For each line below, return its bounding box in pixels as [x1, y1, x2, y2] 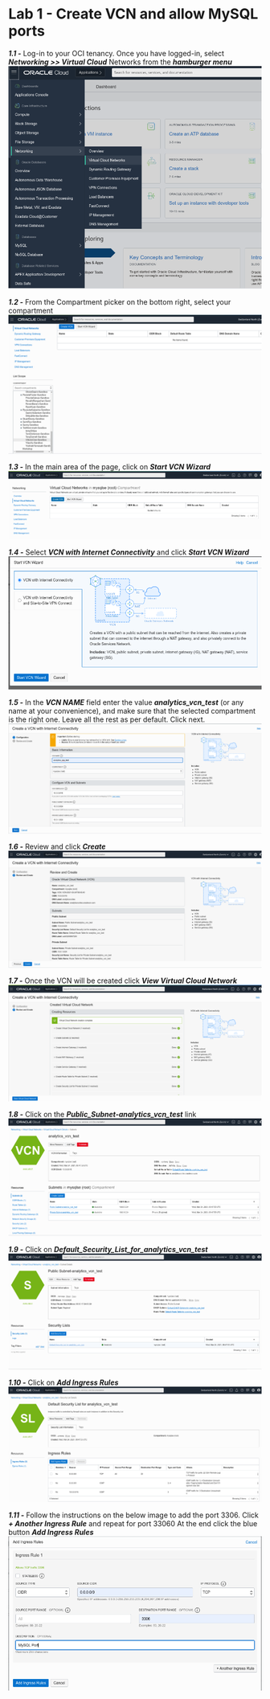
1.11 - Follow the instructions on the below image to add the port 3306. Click [8, 1510, 259, 1520]
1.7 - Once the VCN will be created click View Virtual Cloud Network [8, 976, 238, 985]
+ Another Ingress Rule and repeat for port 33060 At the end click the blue [8, 1519, 258, 1529]
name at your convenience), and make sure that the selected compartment [8, 706, 256, 715]
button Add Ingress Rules [8, 1528, 94, 1537]
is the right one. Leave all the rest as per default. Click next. [8, 714, 206, 724]
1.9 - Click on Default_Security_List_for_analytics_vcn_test [8, 1244, 208, 1254]
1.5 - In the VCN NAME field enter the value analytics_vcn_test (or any [8, 697, 244, 707]
